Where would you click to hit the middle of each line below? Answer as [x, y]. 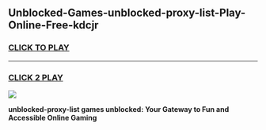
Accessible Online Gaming [53, 117]
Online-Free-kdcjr [53, 26]
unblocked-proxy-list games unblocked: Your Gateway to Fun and [119, 109]
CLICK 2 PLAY [36, 77]
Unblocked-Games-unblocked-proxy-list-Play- [127, 13]
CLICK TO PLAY [39, 48]
